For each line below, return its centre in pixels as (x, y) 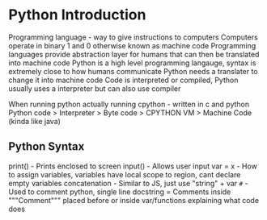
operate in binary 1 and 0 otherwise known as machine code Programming (132, 45)
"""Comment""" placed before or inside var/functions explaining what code (134, 200)
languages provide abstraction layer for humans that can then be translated (134, 54)
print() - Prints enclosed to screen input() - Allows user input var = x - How (133, 166)
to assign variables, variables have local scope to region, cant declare (125, 174)
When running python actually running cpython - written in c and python (129, 104)
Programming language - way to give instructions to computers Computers (133, 37)
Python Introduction (77, 15)
